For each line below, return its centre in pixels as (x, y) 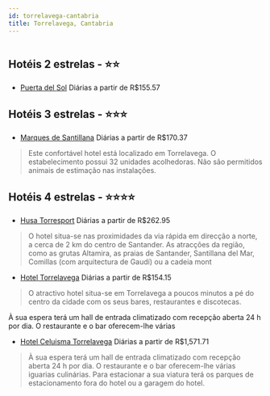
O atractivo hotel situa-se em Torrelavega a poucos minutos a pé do (141, 293)
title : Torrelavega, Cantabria (61, 23)
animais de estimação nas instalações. (92, 171)
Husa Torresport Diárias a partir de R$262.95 (95, 220)
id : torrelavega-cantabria (54, 16)
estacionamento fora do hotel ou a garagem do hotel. (116, 383)
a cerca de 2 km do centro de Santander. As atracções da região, (136, 244)
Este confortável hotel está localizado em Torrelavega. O (122, 154)
